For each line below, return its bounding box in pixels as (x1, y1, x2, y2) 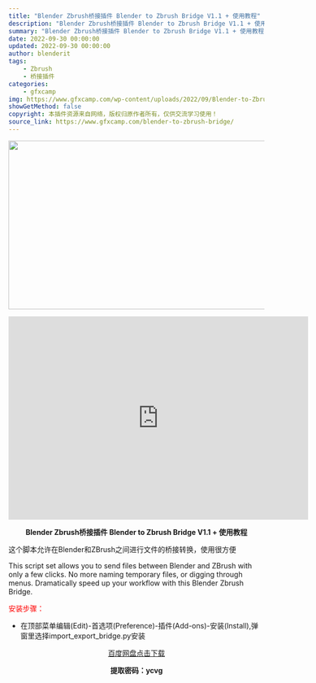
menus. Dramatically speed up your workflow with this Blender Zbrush (8, 578, 244, 588)
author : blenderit (8, 50, 71, 58)
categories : (8, 80, 49, 88)
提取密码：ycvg (110, 665, 163, 675)
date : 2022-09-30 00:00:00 (8, 34, 100, 43)
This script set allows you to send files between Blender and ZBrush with (8, 560, 253, 570)
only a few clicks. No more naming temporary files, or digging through (8, 569, 243, 579)
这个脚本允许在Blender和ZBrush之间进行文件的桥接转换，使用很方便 (8, 544, 237, 554)
